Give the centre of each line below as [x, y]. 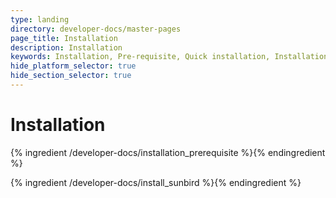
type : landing [40, 19]
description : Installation [66, 47]
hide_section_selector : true [71, 76]
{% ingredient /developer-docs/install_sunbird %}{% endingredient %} [156, 182]
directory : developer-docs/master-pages [96, 29]
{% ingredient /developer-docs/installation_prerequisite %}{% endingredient [168, 152]
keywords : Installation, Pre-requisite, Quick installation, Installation [169, 57]
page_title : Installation [64, 38]
